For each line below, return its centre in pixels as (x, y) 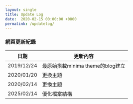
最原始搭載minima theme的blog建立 (84, 66)
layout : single (21, 10)
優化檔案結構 (57, 94)
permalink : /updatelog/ (30, 24)
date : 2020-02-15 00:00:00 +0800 (41, 19)
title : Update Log (24, 14)
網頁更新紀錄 (21, 42)
